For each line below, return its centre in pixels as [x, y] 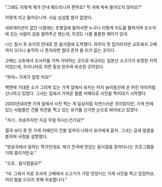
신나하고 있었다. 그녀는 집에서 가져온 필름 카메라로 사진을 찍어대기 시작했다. [76, 93]
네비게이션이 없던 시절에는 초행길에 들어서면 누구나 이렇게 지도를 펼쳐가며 [74, 28]
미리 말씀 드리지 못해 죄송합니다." [36, 179]
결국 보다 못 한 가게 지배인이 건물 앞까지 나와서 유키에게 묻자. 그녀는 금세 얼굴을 [80, 130]
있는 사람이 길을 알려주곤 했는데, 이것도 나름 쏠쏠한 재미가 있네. [69, 34]
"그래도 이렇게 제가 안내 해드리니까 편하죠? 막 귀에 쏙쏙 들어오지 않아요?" [74, 7]
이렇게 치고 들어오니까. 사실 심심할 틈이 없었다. [49, 17]
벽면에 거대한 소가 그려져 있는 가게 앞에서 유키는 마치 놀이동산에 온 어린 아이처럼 [81, 87]
